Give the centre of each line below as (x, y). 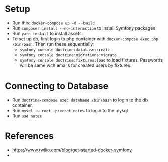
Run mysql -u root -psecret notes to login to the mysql (70, 110)
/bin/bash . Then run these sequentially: (53, 44)
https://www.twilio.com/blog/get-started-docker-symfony (72, 150)
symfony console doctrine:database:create (65, 50)
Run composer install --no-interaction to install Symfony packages (83, 28)
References (29, 136)
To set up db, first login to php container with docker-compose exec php (85, 39)
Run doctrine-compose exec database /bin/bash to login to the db (80, 100)
